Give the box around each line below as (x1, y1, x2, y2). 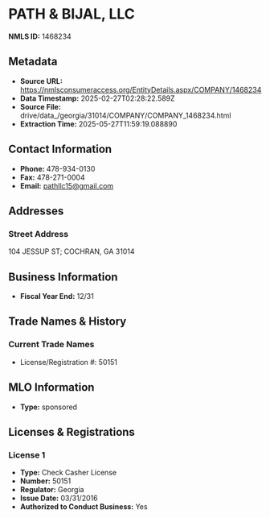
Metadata (8, 55, 58, 68)
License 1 (8, 449, 46, 460)
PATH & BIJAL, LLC (8, 5, 135, 23)
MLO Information (8, 380, 95, 395)
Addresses (8, 204, 64, 218)
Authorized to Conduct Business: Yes (19, 502, 148, 512)
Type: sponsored (19, 402, 78, 412)
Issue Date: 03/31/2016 (19, 493, 98, 503)
